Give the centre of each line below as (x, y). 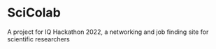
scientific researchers (38, 39)
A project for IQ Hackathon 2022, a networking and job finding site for (108, 32)
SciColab (34, 13)
